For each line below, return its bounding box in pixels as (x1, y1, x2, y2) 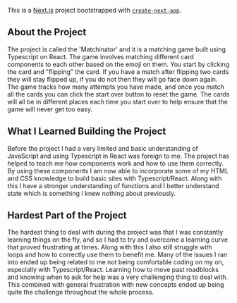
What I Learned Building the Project (7, 125, 166, 137)
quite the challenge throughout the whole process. (7, 288, 154, 297)
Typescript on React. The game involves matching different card (7, 52, 194, 61)
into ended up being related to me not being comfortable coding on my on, (7, 258, 224, 266)
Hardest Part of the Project (7, 209, 127, 221)
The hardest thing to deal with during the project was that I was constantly (7, 228, 224, 237)
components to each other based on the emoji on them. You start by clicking (7, 60, 230, 68)
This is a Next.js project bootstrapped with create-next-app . (7, 6, 182, 14)
